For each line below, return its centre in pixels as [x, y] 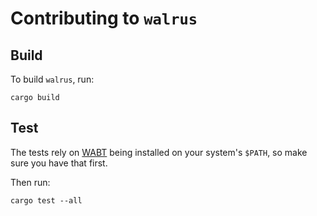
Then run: [30, 182]
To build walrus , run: [52, 79]
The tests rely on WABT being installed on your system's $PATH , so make [159, 152]
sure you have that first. [59, 163]
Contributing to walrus [104, 18]
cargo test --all [46, 200]
